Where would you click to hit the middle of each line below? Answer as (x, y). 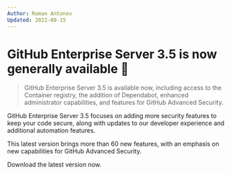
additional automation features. (51, 130)
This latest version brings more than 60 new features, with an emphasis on (113, 144)
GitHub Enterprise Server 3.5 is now (112, 54)
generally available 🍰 (68, 69)
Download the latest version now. (54, 165)
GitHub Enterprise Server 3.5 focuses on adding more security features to (112, 116)
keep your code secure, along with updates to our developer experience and (116, 123)
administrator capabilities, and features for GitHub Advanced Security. (124, 103)
